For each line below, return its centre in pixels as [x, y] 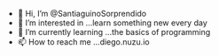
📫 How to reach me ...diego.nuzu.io [83, 42]
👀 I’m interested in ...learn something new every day [113, 23]
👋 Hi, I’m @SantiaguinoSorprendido [82, 14]
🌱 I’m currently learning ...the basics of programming [114, 32]
